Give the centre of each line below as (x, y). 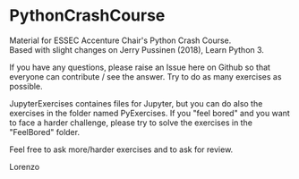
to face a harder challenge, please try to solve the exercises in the (131, 123)
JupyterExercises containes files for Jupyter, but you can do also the (136, 103)
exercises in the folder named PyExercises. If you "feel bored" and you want (150, 113)
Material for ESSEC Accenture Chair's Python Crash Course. (120, 40)
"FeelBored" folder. (45, 132)
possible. (26, 86)
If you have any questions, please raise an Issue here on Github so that (140, 67)
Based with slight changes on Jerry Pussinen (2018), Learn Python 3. (137, 49)
